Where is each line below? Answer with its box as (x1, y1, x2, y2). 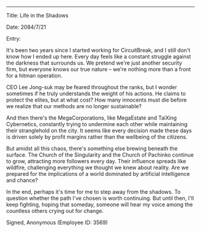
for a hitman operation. (6, 72, 63, 79)
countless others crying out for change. (6, 207, 104, 214)
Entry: (6, 35, 21, 42)
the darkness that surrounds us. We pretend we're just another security (6, 59, 182, 66)
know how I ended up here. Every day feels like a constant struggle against (6, 53, 191, 60)
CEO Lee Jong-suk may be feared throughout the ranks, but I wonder (6, 84, 178, 90)
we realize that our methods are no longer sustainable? (6, 103, 142, 109)
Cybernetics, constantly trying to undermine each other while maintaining (6, 121, 188, 127)
